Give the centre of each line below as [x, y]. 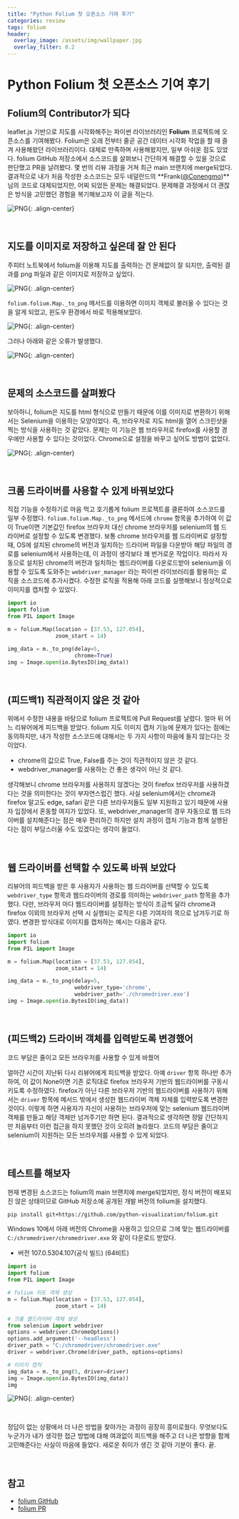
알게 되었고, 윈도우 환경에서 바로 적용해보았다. [78, 312]
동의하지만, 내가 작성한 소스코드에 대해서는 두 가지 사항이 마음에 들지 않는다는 [115, 737]
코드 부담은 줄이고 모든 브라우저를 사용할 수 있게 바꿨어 [83, 1057]
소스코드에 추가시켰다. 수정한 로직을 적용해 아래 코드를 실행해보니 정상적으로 [126, 581]
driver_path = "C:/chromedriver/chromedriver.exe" [84, 1346]
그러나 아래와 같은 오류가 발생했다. [55, 340]
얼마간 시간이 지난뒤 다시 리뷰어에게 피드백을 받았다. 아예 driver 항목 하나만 [113, 1072]
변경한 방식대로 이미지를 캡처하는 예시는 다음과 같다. [95, 922]
